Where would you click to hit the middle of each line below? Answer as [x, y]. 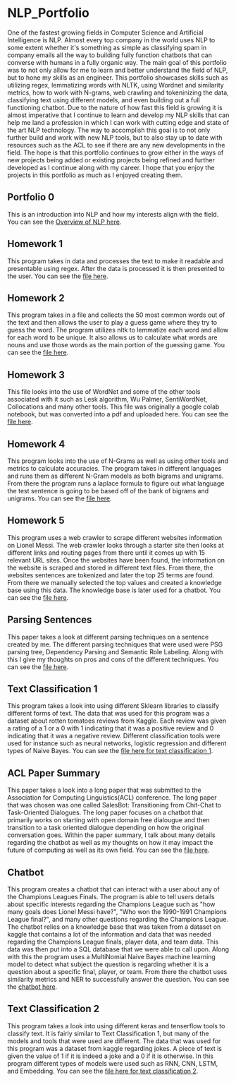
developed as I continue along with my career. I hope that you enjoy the [111, 167]
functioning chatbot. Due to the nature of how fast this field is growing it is [115, 107]
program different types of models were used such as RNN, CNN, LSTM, [113, 1063]
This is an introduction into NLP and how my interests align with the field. [113, 214]
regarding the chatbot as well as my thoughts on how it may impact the [110, 843]
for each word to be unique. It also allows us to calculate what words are [112, 337]
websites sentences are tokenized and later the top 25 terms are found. [111, 575]
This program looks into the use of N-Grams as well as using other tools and [118, 461]
